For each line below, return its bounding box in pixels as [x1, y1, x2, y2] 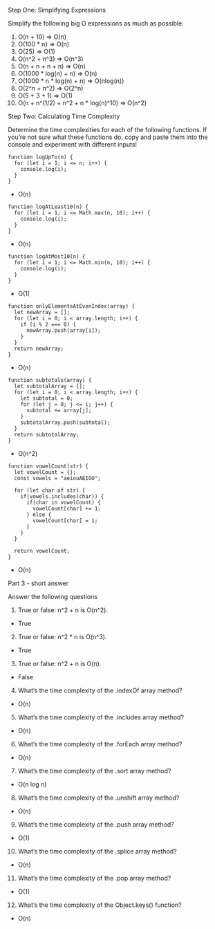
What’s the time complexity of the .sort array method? [17, 767, 171, 775]
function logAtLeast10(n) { [8, 203, 89, 210]
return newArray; [14, 345, 64, 352]
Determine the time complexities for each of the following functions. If [8, 126, 207, 134]
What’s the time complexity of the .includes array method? [17, 713, 185, 721]
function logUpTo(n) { [8, 154, 73, 160]
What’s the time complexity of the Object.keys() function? [17, 901, 182, 909]
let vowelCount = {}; [14, 469, 77, 476]
